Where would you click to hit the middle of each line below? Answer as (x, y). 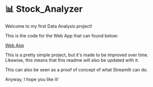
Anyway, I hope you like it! (32, 79)
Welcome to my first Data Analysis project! (49, 26)
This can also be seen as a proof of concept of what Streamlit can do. (76, 70)
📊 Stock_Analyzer (44, 9)
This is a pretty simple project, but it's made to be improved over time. (77, 55)
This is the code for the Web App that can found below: (62, 36)
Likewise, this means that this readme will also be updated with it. (72, 60)
